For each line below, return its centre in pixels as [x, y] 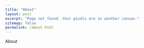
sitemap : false [21, 23]
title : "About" [21, 9]
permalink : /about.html [29, 28]
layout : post [18, 14]
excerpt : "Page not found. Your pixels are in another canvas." [72, 18]
